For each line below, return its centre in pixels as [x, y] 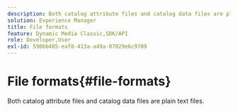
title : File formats [38, 27]
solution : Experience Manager [52, 20]
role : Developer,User [39, 40]
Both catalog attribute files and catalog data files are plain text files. [106, 101]
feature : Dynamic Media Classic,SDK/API [68, 33]
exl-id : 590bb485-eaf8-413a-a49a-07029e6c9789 [77, 46]
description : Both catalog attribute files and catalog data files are [115, 14]
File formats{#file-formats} [89, 81]
